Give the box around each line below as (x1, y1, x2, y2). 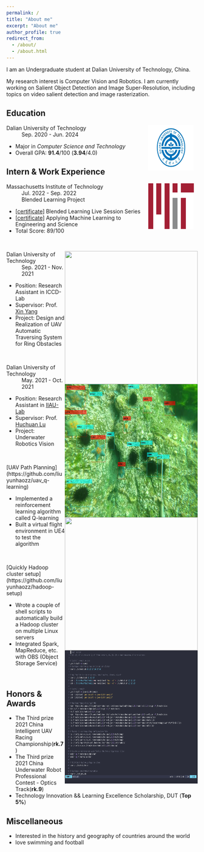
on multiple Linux (15, 627, 59, 634)
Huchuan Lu (15, 421, 46, 428)
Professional (15, 773, 47, 780)
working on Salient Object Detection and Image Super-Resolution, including (6, 84, 195, 91)
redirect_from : (6, 35, 45, 42)
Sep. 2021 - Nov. (21, 264, 64, 271)
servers (15, 634, 35, 641)
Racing (15, 734, 33, 741)
